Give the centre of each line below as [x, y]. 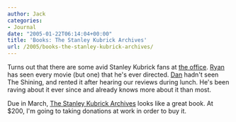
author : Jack [27, 14]
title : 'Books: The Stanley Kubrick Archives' [77, 40]
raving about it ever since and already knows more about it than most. [109, 90]
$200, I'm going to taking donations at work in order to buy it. [97, 111]
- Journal [22, 27]
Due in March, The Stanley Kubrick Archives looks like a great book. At [111, 103]
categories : [25, 21]
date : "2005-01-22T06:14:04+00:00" [60, 34]
